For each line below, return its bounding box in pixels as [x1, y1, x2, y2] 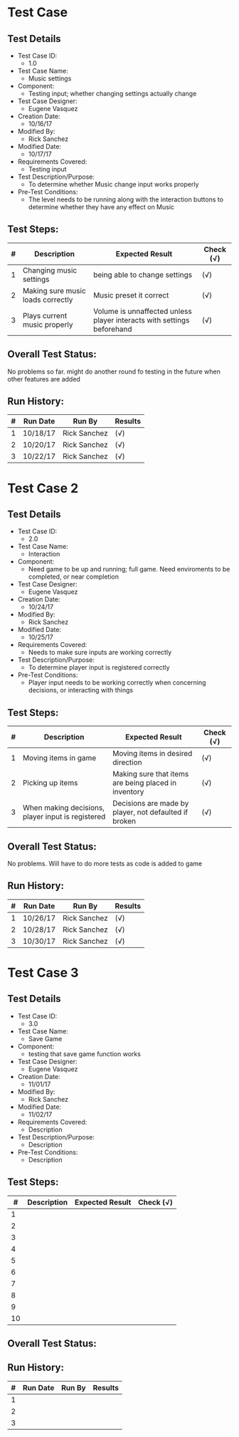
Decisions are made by [112, 799, 189, 809]
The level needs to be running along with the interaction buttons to [28, 195, 224, 204]
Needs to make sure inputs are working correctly [28, 648, 172, 657]
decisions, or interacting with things [28, 686, 134, 695]
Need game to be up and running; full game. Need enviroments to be [28, 565, 230, 574]
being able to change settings [93, 270, 193, 280]
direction [112, 757, 142, 767]
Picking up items [22, 778, 78, 788]
